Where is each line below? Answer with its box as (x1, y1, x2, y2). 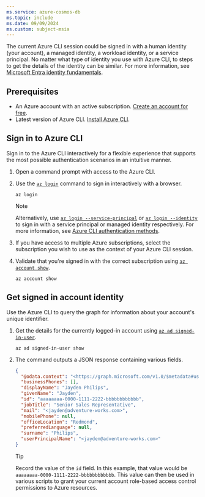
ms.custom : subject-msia (6, 26, 70, 32)
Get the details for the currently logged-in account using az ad (15, 326, 173, 334)
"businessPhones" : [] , (21, 379, 79, 385)
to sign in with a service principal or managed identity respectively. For (15, 221, 194, 228)
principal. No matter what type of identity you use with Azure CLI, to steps (6, 56, 193, 63)
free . (15, 109, 28, 117)
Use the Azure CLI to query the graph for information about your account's (6, 308, 195, 315)
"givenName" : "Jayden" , (21, 391, 81, 397)
